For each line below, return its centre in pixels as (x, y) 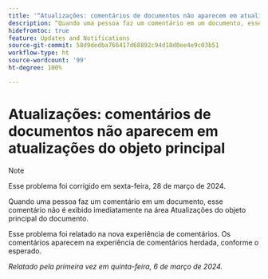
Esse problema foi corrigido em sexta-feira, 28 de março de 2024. (117, 185)
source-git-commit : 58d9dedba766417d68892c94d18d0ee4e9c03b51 (114, 46)
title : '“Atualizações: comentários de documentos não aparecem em (123, 16)
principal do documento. (49, 218)
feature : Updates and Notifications (69, 38)
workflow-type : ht (39, 53)
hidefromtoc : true (39, 30)
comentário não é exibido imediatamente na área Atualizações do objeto (127, 209)
